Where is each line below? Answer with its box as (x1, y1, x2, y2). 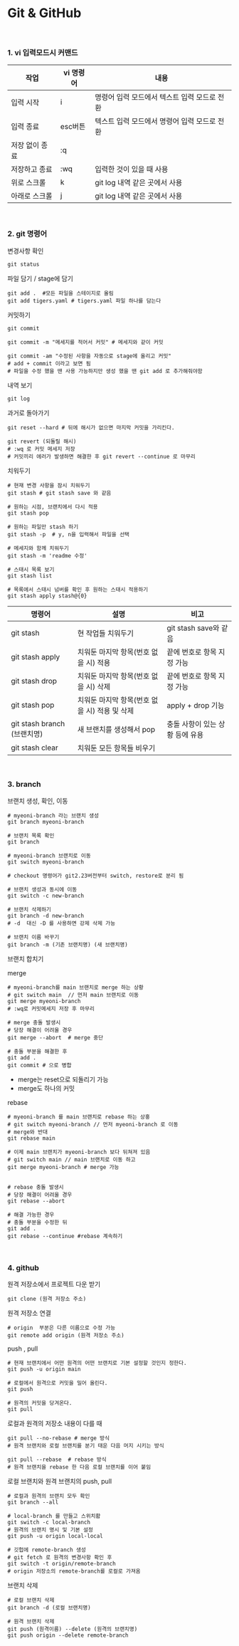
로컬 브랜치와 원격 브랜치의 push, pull (7, 1477, 112, 1486)
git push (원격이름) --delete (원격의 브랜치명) (7, 1625, 138, 1633)
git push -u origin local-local (7, 1533, 103, 1540)
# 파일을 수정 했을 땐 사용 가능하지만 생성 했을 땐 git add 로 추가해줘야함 (7, 367, 203, 374)
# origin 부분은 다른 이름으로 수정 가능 (7, 1324, 116, 1332)
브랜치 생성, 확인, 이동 (7, 796, 68, 805)
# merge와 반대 (7, 1128, 48, 1136)
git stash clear (11, 743, 58, 753)
